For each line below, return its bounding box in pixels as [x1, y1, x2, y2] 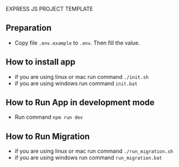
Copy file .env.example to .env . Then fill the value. [14, 39, 141, 46]
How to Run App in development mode [5, 97, 155, 108]
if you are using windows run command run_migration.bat [14, 154, 163, 161]
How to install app [5, 57, 76, 67]
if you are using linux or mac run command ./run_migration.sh [14, 147, 174, 155]
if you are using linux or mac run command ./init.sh [14, 73, 149, 80]
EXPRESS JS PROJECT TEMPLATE [5, 6, 93, 12]
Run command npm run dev [14, 113, 83, 121]
